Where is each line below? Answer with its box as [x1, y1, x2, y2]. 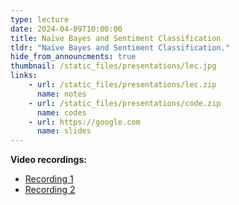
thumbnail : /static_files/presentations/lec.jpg [10, 61, 217, 71]
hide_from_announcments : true [10, 52, 137, 62]
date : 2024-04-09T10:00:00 [10, 24, 123, 34]
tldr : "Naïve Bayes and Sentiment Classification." [10, 42, 230, 53]
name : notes [36, 89, 87, 99]
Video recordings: [10, 154, 87, 166]
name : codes [36, 107, 87, 118]
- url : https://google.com [28, 117, 141, 127]
